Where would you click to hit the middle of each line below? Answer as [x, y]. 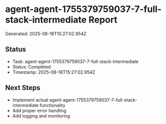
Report [103, 20]
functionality [53, 105]
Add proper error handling [39, 110]
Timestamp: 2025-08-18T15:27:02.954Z [54, 72]
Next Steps [23, 88]
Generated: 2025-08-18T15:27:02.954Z [46, 33]
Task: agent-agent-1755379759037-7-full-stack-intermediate [75, 61]
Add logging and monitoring [41, 115]
